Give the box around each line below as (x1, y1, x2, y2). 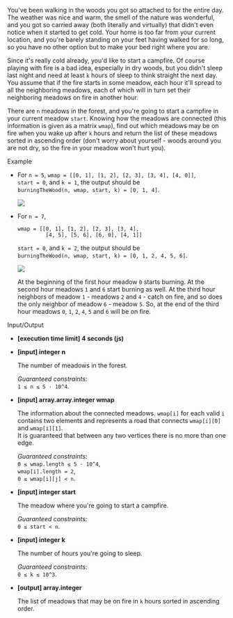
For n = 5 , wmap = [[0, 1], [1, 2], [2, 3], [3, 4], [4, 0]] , (17, 171, 196, 179)
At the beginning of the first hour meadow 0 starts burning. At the (17, 278, 205, 286)
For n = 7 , (17, 212, 47, 220)
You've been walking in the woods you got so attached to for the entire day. (7, 6, 224, 14)
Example (7, 157, 33, 166)
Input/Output (7, 321, 44, 329)
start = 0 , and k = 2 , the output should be (17, 244, 140, 252)
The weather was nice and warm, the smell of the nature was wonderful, (7, 13, 215, 22)
